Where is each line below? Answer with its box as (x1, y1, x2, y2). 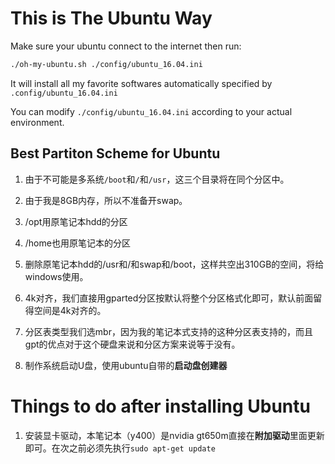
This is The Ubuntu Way (10, 7, 213, 30)
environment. (10, 116, 65, 128)
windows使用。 (24, 270, 89, 282)
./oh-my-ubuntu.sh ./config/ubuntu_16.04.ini (10, 59, 203, 69)
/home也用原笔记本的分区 (24, 237, 131, 249)
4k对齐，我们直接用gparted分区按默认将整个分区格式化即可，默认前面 (24, 292, 314, 304)
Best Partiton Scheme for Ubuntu (10, 145, 221, 162)
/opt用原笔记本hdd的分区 (24, 215, 128, 227)
